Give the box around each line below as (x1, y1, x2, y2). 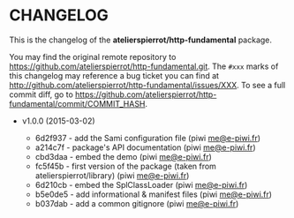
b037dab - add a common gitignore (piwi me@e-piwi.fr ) (34, 198, 239, 208)
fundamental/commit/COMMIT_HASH (9, 98, 146, 109)
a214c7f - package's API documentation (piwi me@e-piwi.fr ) (34, 142, 256, 153)
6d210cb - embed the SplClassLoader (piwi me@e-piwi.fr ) (34, 179, 248, 190)
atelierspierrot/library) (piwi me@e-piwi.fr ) (34, 169, 190, 181)
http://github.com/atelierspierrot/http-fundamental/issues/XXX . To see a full (9, 79, 286, 90)
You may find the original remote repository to (9, 51, 177, 62)
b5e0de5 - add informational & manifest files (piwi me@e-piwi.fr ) (34, 189, 272, 199)
